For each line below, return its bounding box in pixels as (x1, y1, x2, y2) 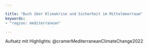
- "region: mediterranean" (5, 21, 61, 25)
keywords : (5, 16, 26, 21)
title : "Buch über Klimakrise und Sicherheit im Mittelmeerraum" (5, 11, 143, 16)
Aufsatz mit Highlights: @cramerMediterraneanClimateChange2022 (5, 38, 144, 44)
